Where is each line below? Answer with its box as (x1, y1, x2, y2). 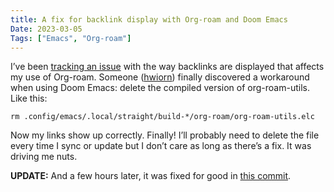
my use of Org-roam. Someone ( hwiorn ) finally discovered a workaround (10, 71, 310, 83)
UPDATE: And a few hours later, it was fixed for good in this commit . (10, 170, 292, 182)
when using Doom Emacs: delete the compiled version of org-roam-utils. (10, 82, 311, 94)
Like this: (10, 92, 48, 105)
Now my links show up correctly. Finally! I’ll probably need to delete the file (10, 129, 320, 141)
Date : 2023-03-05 (10, 24, 83, 34)
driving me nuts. (10, 151, 78, 163)
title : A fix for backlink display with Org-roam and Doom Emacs (10, 14, 288, 25)
